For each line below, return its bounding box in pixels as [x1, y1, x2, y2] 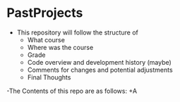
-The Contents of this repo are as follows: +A [6, 87, 138, 95]
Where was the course [27, 43, 94, 51]
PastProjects [6, 5, 83, 21]
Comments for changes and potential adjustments [27, 65, 174, 74]
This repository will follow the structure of [16, 28, 139, 37]
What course [27, 35, 65, 44]
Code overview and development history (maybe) [27, 58, 172, 66]
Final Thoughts [27, 72, 71, 82]
